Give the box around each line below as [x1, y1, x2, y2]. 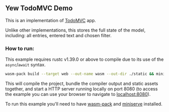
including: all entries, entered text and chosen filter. [5, 32, 112, 38]
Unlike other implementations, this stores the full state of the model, [5, 27, 146, 33]
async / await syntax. [5, 62, 46, 68]
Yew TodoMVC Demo [5, 4, 73, 13]
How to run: [5, 45, 35, 52]
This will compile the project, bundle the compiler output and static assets [5, 80, 158, 86]
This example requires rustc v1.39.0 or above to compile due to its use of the [5, 56, 164, 62]
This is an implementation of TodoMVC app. [5, 17, 97, 23]
